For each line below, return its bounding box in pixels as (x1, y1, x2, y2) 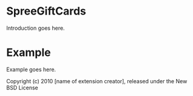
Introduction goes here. (6, 24, 65, 32)
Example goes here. (6, 66, 56, 73)
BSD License (6, 84, 38, 91)
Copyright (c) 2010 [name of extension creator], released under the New (6, 77, 188, 84)
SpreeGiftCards (6, 4, 86, 18)
